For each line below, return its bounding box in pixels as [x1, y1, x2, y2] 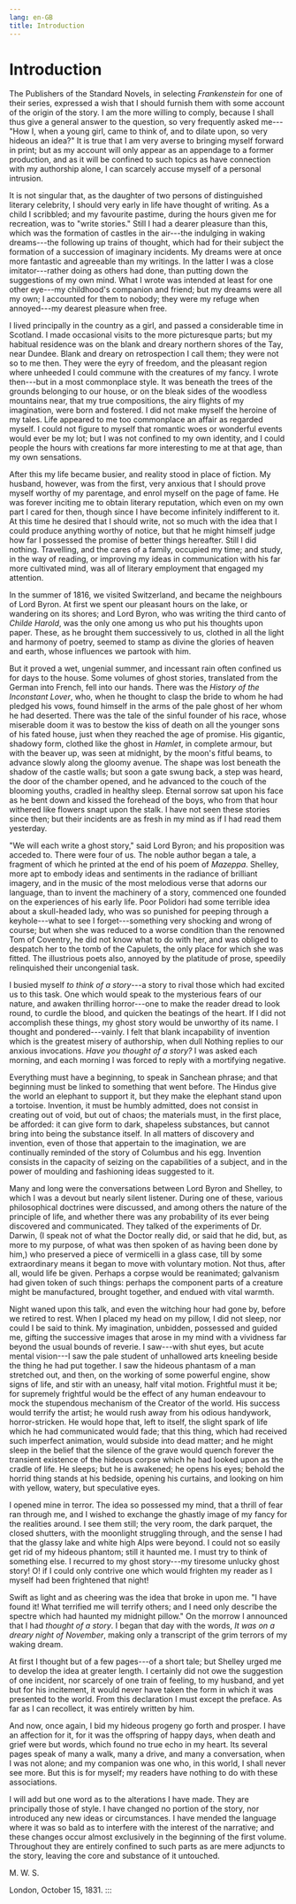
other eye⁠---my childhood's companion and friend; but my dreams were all [9, 284, 283, 295]
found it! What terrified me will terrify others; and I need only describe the [9, 1601, 277, 1612]
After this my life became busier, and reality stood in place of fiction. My [9, 469, 271, 480]
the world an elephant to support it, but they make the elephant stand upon [9, 1091, 283, 1102]
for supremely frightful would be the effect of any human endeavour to [9, 1389, 267, 1399]
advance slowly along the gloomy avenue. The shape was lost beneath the [9, 758, 281, 768]
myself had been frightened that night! [9, 1575, 149, 1585]
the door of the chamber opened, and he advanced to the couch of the [9, 776, 267, 787]
